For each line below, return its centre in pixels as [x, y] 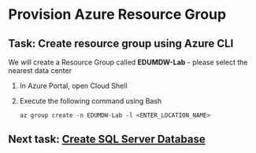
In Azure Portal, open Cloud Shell [73, 86]
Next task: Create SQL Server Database [107, 139]
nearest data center [40, 71]
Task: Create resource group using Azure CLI [121, 44]
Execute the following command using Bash [91, 101]
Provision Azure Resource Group [117, 15]
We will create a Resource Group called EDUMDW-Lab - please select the [128, 62]
